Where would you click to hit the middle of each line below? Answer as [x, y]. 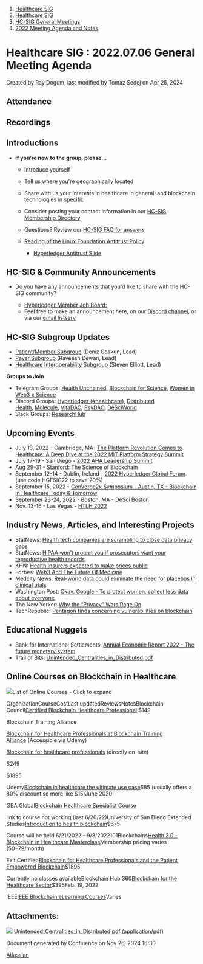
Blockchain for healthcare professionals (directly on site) [78, 752]
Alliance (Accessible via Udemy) [47, 740]
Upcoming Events [40, 433]
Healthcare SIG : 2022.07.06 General [101, 53]
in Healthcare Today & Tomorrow [56, 493]
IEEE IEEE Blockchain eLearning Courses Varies [64, 897]
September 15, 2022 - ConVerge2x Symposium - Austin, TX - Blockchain [106, 487]
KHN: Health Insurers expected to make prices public [82, 566]
